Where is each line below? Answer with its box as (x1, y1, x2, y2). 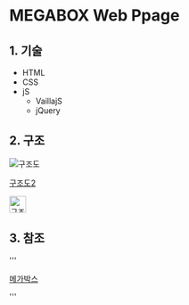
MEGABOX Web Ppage (9, 5, 180, 26)
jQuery (35, 105, 61, 116)
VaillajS (35, 95, 62, 106)
